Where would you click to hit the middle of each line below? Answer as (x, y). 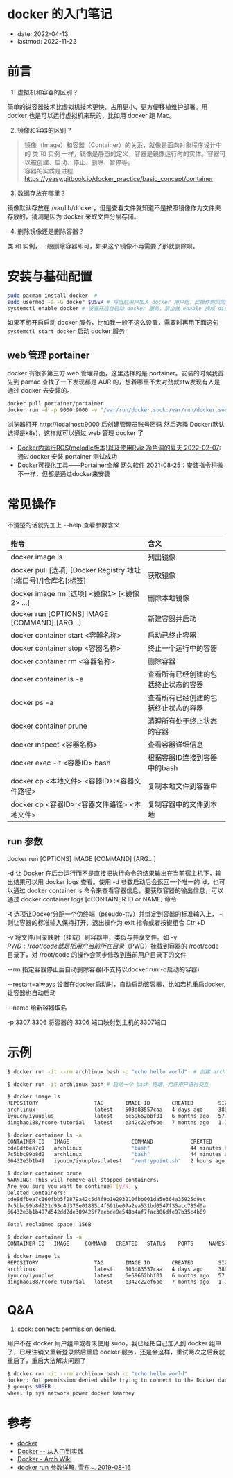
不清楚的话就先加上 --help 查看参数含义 (63, 525)
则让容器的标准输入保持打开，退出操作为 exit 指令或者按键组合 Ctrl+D (106, 922)
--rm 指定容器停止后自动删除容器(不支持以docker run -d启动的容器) (103, 969)
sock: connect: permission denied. (67, 1329)
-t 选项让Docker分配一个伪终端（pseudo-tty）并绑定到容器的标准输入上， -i (115, 914)
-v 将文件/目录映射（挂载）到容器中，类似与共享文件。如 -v (92, 937)
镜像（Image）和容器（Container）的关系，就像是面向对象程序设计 (120, 145)
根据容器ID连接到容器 (183, 757)
